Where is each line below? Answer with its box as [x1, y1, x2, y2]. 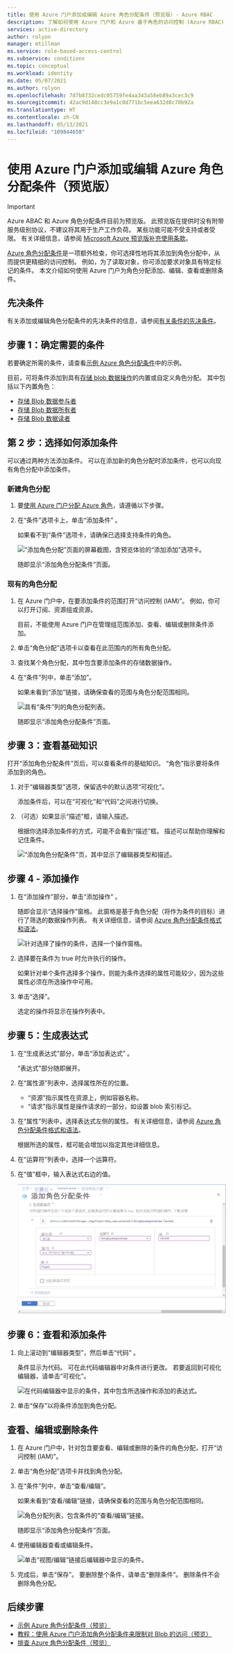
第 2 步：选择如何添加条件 [7, 436, 118, 448]
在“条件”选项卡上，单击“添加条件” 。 [17, 516, 121, 525]
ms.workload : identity [7, 69, 73, 76]
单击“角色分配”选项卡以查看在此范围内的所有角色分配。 [17, 643, 175, 652]
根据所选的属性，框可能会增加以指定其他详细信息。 [17, 1140, 164, 1149]
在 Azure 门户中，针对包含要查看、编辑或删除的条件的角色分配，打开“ [17, 1443, 217, 1451]
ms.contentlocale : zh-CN [7, 114, 79, 121]
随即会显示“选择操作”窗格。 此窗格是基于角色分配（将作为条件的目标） [17, 907, 220, 916]
